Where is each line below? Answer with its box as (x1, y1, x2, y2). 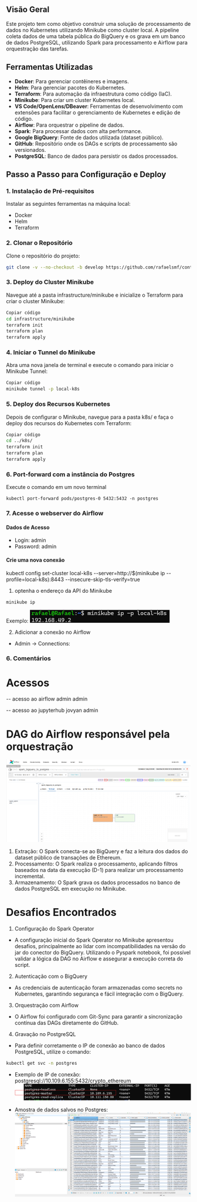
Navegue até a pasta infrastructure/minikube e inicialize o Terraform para (6, 291, 184, 298)
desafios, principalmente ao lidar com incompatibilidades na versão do (14, 942, 186, 949)
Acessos (6, 676, 50, 690)
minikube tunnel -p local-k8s (6, 386, 80, 392)
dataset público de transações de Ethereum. (14, 854, 122, 861)
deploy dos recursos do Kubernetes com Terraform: (6, 419, 132, 427)
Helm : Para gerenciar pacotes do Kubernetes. (14, 84, 126, 91)
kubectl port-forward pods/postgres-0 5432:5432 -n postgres (6, 495, 159, 502)
